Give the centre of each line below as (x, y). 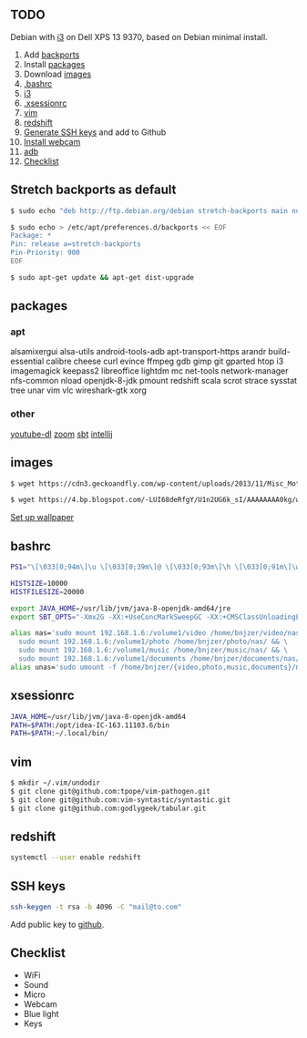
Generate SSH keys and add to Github (95, 132)
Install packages (54, 64)
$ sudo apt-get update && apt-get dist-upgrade (102, 277)
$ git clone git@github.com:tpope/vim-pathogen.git (110, 791)
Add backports (51, 55)
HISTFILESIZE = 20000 (47, 591)
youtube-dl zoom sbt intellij (61, 434)
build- (279, 352)
